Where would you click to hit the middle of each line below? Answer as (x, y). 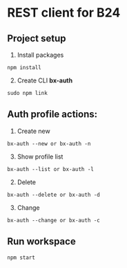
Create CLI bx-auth (45, 80)
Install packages (40, 55)
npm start (21, 258)
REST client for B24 (64, 13)
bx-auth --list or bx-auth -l (51, 169)
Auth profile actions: (52, 115)
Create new (33, 131)
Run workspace (41, 241)
